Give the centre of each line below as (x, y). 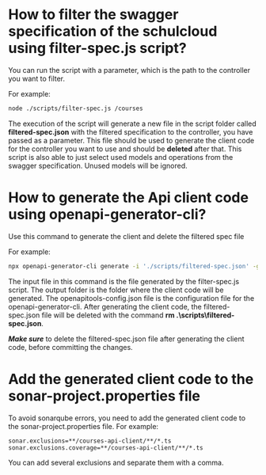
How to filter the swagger (93, 15)
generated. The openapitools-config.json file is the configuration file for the (131, 298)
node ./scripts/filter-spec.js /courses (76, 108)
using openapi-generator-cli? (107, 215)
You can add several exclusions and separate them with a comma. (116, 462)
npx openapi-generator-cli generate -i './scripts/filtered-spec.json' (129, 266)
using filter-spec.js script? (98, 48)
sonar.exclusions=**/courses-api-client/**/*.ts (90, 441)
